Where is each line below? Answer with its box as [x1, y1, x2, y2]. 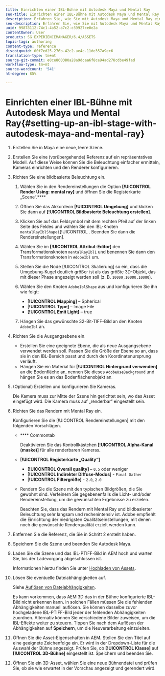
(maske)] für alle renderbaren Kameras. [20, 447, 101, 453]
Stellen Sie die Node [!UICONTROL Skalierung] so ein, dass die [20, 263, 147, 269]
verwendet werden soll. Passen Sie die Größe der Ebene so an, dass [20, 348, 158, 354]
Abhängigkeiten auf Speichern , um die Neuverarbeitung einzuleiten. [12, 625, 151, 631]
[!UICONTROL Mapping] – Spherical [27, 298, 101, 304]
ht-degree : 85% [5, 71, 37, 76]
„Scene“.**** [20, 194, 46, 200]
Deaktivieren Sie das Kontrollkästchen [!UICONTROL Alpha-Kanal [20, 442, 154, 448]
